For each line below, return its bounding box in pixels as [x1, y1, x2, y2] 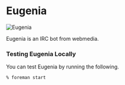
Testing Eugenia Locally [6, 50, 77, 58]
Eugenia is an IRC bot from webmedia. [6, 35, 99, 42]
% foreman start [6, 75, 46, 81]
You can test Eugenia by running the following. [6, 63, 119, 70]
